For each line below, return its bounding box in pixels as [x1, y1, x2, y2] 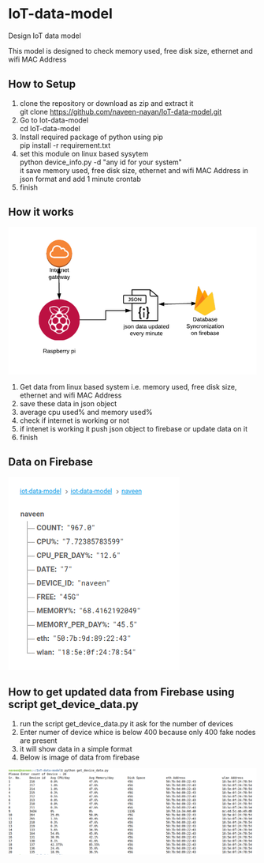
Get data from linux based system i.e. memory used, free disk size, [19, 382, 237, 391]
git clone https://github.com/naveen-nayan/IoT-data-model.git [19, 107, 222, 116]
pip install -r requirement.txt [19, 140, 111, 150]
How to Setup [8, 77, 76, 91]
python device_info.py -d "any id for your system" [19, 157, 183, 167]
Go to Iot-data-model [19, 115, 89, 125]
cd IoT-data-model [19, 123, 80, 133]
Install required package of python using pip [19, 132, 164, 141]
